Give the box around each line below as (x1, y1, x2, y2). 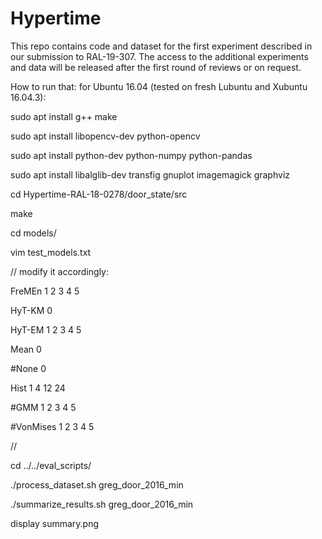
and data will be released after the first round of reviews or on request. (10, 61, 302, 73)
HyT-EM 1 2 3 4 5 (10, 323, 82, 336)
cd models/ (10, 227, 57, 239)
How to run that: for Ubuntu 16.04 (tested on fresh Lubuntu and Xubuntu (10, 80, 308, 92)
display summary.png (10, 517, 100, 529)
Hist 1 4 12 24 (10, 382, 66, 394)
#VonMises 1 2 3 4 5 (10, 420, 95, 432)
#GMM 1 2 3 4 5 (10, 401, 77, 413)
